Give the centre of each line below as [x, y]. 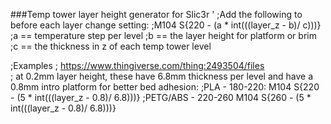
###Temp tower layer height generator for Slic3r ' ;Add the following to [156, 14]
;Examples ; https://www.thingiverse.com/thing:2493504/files [137, 65]
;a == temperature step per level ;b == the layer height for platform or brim [163, 35]
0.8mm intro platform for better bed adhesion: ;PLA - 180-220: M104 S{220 [165, 87]
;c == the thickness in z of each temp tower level [111, 46]
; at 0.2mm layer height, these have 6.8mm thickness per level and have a [162, 76]
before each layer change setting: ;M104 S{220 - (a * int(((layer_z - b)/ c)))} [166, 25]
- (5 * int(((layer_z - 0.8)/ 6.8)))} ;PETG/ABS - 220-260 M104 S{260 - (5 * [161, 97]
